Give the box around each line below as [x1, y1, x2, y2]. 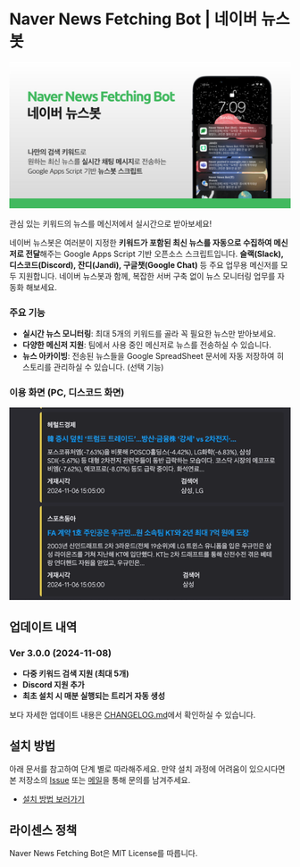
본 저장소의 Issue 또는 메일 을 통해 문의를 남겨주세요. [9, 775, 191, 786]
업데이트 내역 [9, 620, 78, 635]
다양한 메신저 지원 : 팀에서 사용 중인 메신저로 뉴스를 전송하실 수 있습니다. [21, 339, 272, 350]
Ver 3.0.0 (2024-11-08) [9, 647, 112, 660]
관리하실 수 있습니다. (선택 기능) [53, 362, 164, 372]
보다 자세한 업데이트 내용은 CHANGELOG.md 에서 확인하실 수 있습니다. [9, 710, 256, 721]
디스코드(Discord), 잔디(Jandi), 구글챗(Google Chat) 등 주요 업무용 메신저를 [9, 259, 279, 270]
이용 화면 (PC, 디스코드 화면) [9, 387, 125, 398]
